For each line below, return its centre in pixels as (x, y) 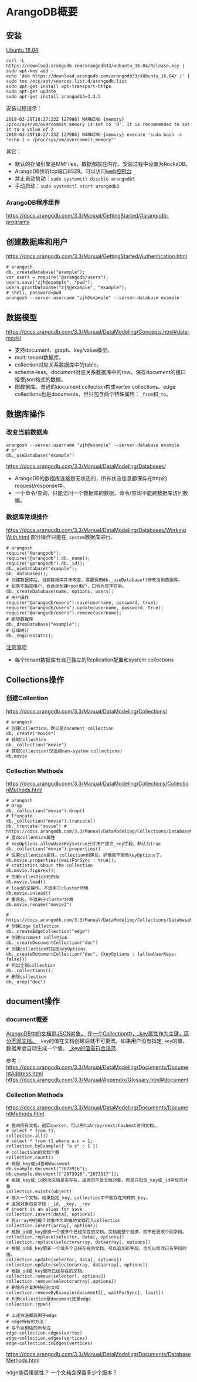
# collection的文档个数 (33, 1152)
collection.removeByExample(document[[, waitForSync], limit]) (85, 1293)
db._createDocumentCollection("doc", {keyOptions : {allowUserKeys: (91, 954)
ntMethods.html (25, 1113)
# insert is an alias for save (44, 1209)
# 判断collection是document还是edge (49, 1299)
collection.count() (30, 1157)
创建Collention (27, 698)
